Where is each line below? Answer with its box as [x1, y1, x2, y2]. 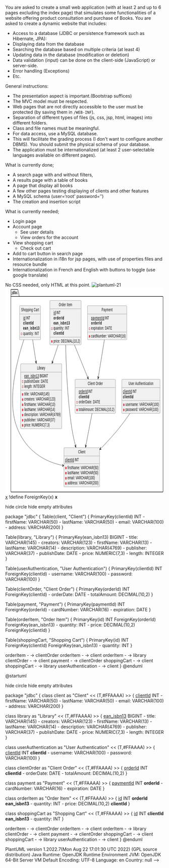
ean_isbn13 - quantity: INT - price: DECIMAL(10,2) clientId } [5, 801, 130, 807]
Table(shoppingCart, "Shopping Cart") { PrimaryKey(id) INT [5, 637, 129, 643]
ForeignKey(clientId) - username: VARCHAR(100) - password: [5, 571, 133, 577]
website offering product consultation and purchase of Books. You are [5, 15, 151, 21]
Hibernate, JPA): [12, 35, 47, 42]
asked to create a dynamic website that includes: [5, 20, 107, 26]
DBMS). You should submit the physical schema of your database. [12, 141, 150, 147]
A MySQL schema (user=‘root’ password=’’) [12, 193, 104, 199]
